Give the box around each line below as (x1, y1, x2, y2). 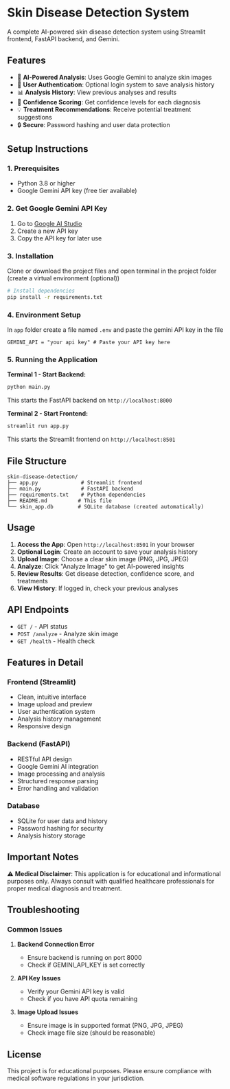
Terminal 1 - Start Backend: (7, 370, 87, 379)
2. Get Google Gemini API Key (7, 204, 108, 214)
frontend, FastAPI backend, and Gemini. (7, 34, 120, 43)
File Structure (7, 455, 67, 467)
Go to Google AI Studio (16, 219, 82, 227)
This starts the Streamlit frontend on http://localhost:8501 (7, 435, 176, 444)
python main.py (7, 383, 51, 391)
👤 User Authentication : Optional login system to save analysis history (16, 80, 215, 89)
